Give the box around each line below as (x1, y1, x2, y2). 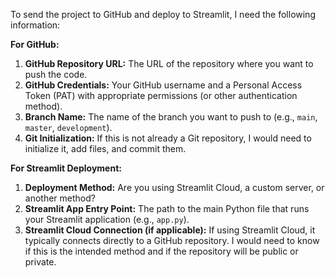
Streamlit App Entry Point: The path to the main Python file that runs (24, 203, 310, 214)
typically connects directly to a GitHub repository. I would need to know (24, 235, 320, 246)
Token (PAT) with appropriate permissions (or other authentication (24, 90, 298, 101)
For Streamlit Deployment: (10, 162, 122, 174)
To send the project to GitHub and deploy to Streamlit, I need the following (10, 9, 316, 20)
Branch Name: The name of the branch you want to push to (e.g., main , (24, 111, 318, 123)
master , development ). (24, 122, 113, 133)
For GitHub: (10, 39, 60, 50)
